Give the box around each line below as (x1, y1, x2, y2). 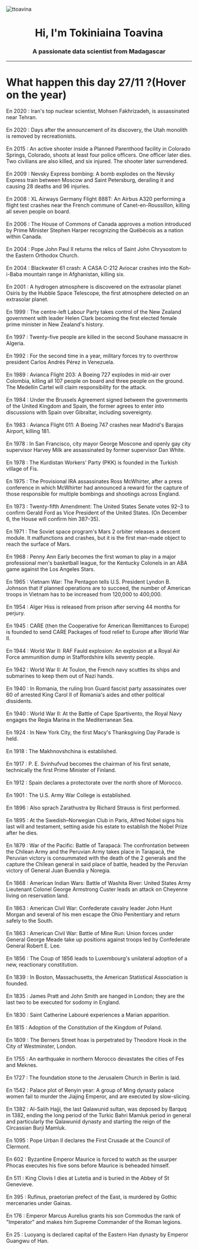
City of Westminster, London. (6, 1043, 77, 1050)
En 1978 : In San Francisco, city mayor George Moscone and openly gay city (6, 440, 191, 447)
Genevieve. (6, 1181, 34, 1188)
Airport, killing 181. (6, 428, 51, 435)
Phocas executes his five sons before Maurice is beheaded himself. (6, 1162, 170, 1169)
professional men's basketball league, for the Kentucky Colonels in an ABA (6, 559, 187, 567)
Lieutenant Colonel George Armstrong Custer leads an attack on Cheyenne (6, 886, 189, 893)
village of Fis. (6, 466, 39, 473)
